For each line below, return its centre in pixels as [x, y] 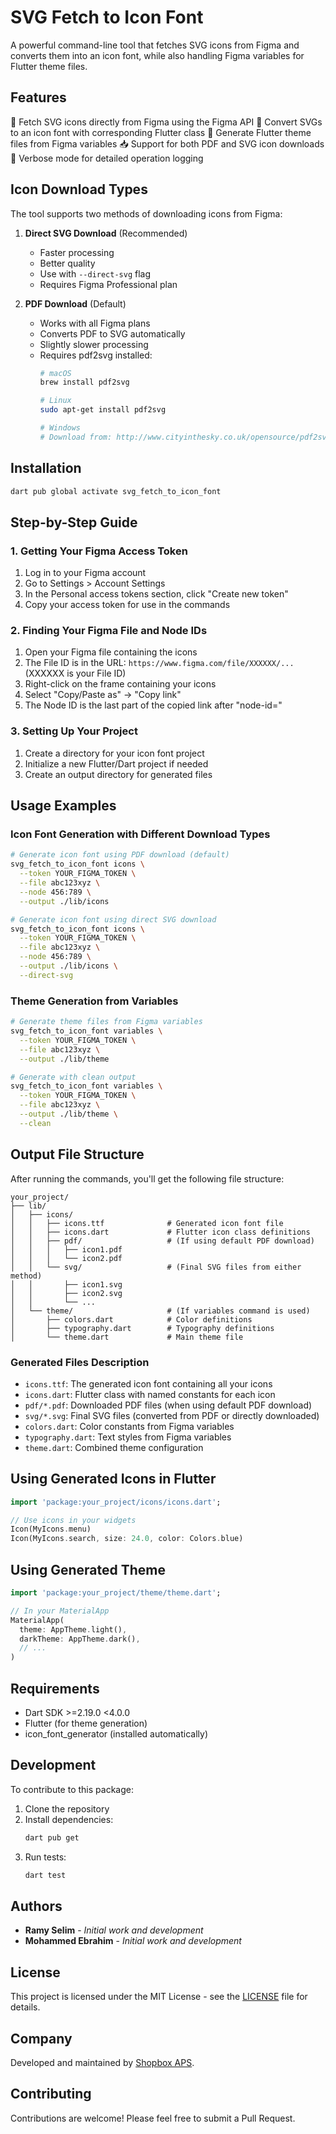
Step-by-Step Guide [74, 522]
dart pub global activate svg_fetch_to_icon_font [116, 491]
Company [41, 2038]
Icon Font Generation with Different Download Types [140, 834]
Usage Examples [63, 806]
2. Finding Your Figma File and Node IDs [109, 631]
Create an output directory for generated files [118, 774]
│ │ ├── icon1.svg [66, 1284]
